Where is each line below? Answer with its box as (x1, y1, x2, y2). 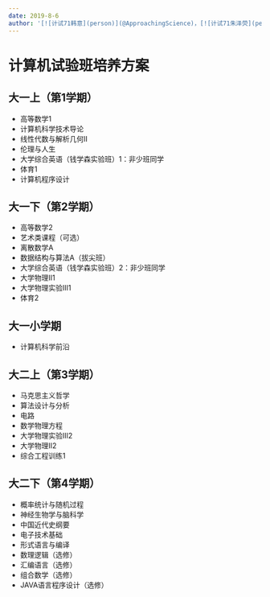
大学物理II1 (19, 273, 56, 282)
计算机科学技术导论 (19, 124, 84, 134)
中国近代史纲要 (19, 520, 70, 529)
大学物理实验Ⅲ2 (19, 430, 73, 440)
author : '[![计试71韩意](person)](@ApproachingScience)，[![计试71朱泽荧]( (8, 19, 256, 27)
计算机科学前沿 (19, 342, 70, 352)
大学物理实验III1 (19, 283, 72, 293)
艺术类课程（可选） (19, 233, 84, 242)
